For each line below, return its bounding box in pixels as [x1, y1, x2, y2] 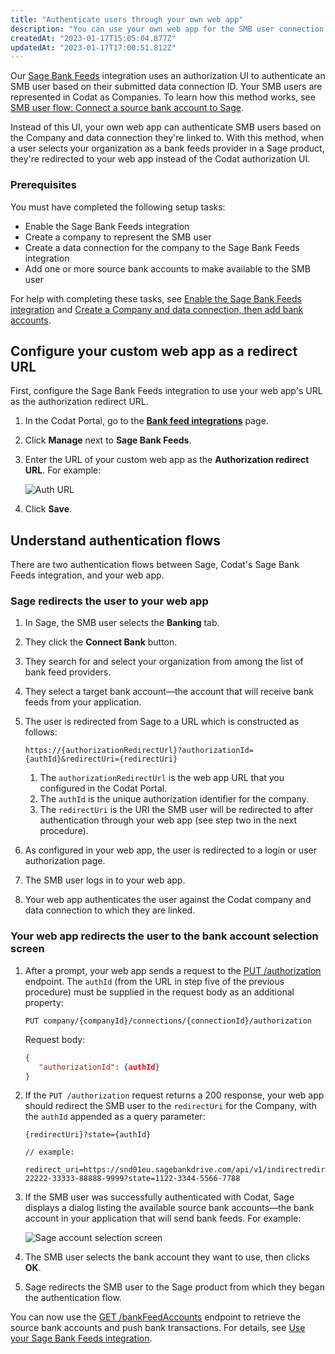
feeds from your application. [24, 696, 142, 708]
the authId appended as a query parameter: [24, 1111, 206, 1123]
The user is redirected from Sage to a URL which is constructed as [24, 716, 300, 728]
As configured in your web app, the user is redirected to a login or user [24, 844, 317, 856]
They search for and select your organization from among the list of [24, 656, 304, 668]
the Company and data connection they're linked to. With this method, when [10, 132, 325, 144]
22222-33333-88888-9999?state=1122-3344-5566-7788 [24, 1174, 241, 1184]
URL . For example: [24, 464, 102, 476]
